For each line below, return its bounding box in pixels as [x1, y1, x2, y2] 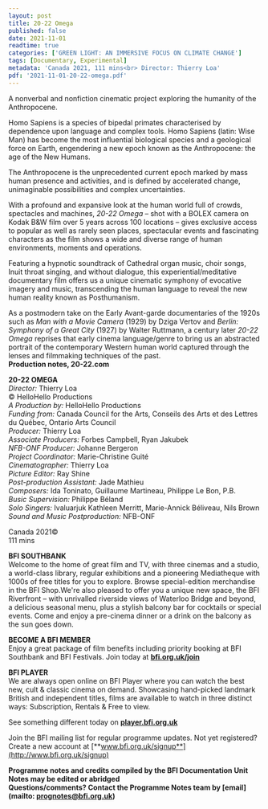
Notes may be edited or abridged [8, 774, 120, 783]
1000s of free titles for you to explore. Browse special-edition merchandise [8, 576, 255, 586]
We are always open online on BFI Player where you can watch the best [8, 676, 245, 685]
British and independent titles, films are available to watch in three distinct [8, 693, 253, 703]
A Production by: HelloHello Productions [8, 400, 142, 410]
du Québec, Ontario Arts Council [8, 417, 116, 427]
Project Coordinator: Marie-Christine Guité [8, 451, 149, 461]
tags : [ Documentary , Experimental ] [8, 57, 128, 65]
